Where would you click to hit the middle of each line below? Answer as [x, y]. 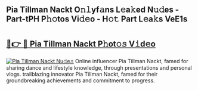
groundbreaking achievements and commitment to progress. [81, 80]
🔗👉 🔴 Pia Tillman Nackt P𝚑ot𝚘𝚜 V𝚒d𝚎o [81, 44]
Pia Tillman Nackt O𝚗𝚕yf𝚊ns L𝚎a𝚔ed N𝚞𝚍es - [93, 10]
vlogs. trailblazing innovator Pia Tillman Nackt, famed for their [82, 74]
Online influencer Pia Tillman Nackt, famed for [132, 61]
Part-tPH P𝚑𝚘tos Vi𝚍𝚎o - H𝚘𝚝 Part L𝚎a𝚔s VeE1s [97, 19]
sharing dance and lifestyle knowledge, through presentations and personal [99, 68]
